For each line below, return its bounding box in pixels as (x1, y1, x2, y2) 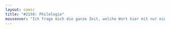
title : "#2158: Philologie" (5, 12, 65, 17)
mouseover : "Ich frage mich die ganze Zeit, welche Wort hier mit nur (5, 16, 157, 21)
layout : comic (5, 7, 35, 12)
